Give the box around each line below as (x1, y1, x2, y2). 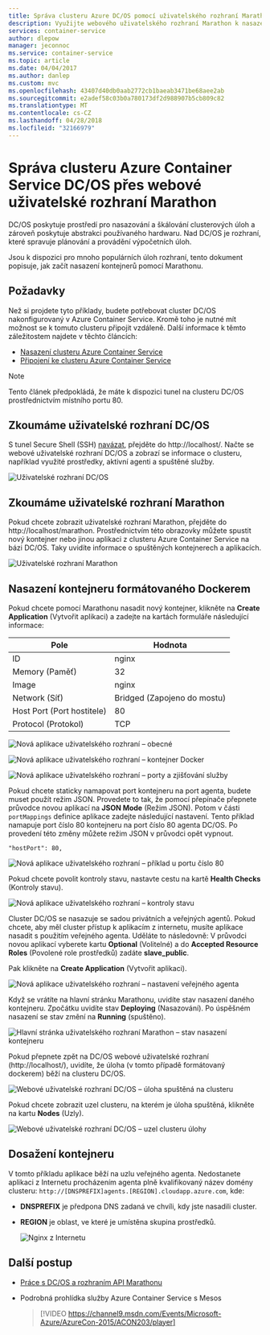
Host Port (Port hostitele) (12, 705, 107, 717)
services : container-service (8, 27, 106, 35)
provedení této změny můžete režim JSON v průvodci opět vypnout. (8, 829, 234, 838)
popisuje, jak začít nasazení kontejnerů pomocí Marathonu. (8, 261, 203, 271)
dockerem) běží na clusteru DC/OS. (8, 1068, 126, 1078)
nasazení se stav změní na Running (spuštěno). (8, 1011, 166, 1021)
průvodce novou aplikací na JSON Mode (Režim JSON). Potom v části (8, 803, 240, 812)
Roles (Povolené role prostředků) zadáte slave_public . (8, 948, 190, 957)
